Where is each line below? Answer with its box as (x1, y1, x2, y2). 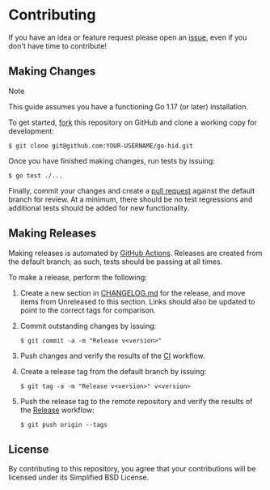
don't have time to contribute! (8, 40, 108, 50)
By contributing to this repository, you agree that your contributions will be (8, 464, 256, 474)
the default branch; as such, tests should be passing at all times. (8, 257, 223, 266)
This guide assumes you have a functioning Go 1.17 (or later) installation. (8, 101, 249, 111)
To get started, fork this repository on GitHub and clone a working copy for (8, 117, 257, 127)
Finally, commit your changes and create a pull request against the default (8, 185, 255, 195)
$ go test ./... (8, 172, 63, 180)
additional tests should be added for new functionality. (8, 202, 190, 212)
